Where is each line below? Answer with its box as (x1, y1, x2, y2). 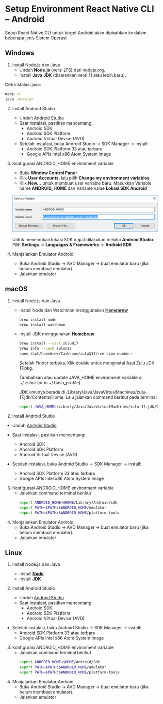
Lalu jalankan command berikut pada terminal (65, 394, 157, 400)
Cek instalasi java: (5, 82, 41, 87)
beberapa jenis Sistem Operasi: (5, 35, 68, 41)
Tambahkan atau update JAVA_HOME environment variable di (19, 375, 143, 380)
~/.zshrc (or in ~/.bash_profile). (19, 380, 81, 386)
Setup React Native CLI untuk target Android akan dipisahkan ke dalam (5, 30, 147, 35)
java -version (5, 97, 34, 101)
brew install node (19, 317, 57, 322)
